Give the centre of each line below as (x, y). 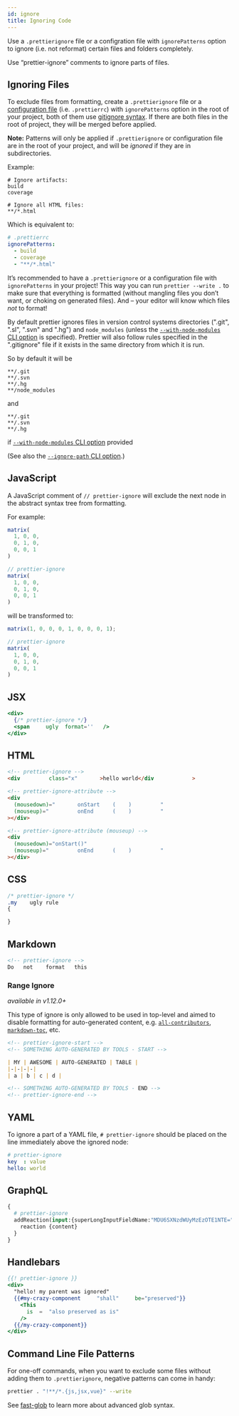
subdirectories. (30, 153)
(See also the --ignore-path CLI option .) (66, 456)
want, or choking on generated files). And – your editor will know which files (118, 301)
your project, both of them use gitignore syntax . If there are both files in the (118, 117)
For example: (27, 516)
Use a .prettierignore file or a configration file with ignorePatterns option (117, 41)
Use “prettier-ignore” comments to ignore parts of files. (88, 62)
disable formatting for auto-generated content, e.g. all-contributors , (110, 1022)
